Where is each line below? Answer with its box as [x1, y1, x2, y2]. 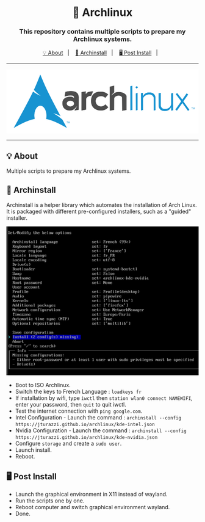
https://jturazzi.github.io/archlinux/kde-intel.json [15, 421, 155, 428]
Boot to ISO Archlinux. [15, 382, 71, 389]
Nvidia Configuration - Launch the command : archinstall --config [15, 427, 187, 434]
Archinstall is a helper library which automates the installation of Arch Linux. [6, 201, 197, 208]
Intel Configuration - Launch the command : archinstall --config [15, 414, 182, 421]
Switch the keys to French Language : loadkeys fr [15, 388, 142, 396]
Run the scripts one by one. [15, 497, 85, 504]
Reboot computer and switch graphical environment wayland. [15, 504, 170, 511]
